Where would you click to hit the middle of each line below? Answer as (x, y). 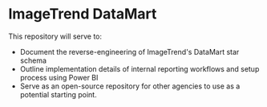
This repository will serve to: (55, 36)
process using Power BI (59, 77)
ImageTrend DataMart (83, 14)
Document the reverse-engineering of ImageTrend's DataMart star (129, 51)
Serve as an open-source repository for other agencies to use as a (130, 86)
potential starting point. (59, 94)
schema (33, 60)
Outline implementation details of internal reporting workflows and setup (140, 68)
